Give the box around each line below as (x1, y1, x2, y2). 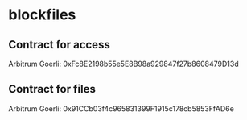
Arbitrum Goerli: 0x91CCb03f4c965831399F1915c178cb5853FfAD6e (8, 103, 235, 114)
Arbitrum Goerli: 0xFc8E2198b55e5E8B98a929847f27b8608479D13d (8, 59, 239, 68)
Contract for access (8, 38, 110, 52)
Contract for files (8, 82, 97, 96)
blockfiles (8, 6, 76, 24)
